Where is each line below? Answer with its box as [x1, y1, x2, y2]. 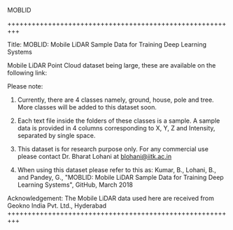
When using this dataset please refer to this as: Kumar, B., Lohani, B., [17, 166, 217, 174]
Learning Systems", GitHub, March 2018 [17, 181, 133, 189]
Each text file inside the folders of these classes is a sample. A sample [17, 116, 220, 125]
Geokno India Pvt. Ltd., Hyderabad [7, 201, 107, 210]
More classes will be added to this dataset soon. [17, 103, 157, 111]
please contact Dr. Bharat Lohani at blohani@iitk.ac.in [17, 153, 172, 160]
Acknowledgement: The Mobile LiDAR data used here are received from [7, 194, 215, 202]
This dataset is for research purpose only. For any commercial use [17, 145, 209, 153]
